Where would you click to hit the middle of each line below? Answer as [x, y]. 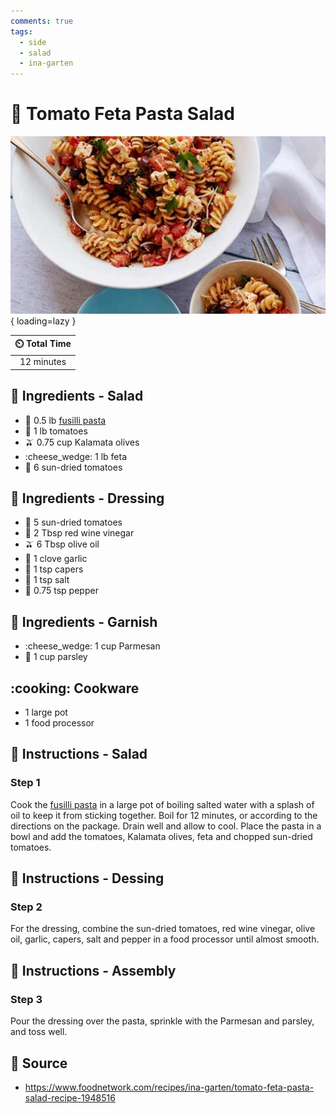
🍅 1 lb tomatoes [56, 431]
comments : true [42, 21]
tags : [21, 31]
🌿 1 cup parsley [56, 657]
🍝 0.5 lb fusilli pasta [65, 420]
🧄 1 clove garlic [56, 559]
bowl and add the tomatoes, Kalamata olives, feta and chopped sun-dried [161, 836]
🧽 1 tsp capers [54, 569]
